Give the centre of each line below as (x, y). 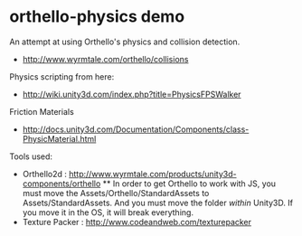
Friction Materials (42, 111)
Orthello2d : (45, 174)
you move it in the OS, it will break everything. (108, 212)
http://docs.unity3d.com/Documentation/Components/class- (136, 129)
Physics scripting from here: (62, 76)
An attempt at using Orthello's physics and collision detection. (125, 42)
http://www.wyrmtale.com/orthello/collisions (105, 59)
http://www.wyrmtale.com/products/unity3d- (153, 174)
